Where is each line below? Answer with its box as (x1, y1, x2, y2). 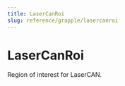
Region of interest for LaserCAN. (7, 70, 102, 79)
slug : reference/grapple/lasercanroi (7, 17, 119, 24)
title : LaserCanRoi (7, 10, 65, 18)
